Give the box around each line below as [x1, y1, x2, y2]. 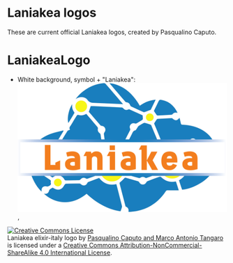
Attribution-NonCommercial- [119, 241, 202, 250]
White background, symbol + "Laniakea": [17, 75, 136, 83]
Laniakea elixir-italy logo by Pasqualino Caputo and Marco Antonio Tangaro [7, 234, 224, 242]
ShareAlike [7, 248, 38, 257]
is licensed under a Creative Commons [7, 241, 119, 250]
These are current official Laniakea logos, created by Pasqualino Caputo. [7, 28, 217, 36]
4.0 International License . [39, 248, 113, 257]
